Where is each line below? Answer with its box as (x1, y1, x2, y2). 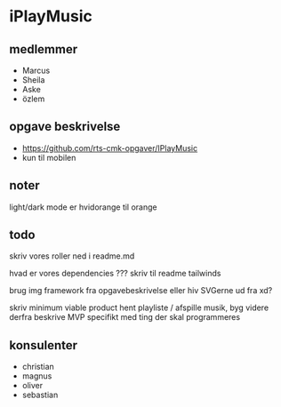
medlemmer (9, 42, 78, 57)
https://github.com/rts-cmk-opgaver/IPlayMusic (21, 142, 198, 153)
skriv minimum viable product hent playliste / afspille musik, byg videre (9, 302, 269, 313)
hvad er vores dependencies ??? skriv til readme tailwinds (9, 268, 221, 279)
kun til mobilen (21, 152, 76, 163)
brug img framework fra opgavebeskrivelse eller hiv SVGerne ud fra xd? (9, 285, 273, 296)
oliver (21, 380, 43, 391)
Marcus (21, 65, 51, 76)
